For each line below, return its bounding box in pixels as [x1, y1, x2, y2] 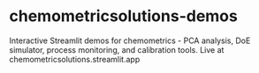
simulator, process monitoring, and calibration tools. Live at [9, 44, 225, 55]
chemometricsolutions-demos [9, 6, 239, 26]
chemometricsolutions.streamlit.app [9, 54, 141, 64]
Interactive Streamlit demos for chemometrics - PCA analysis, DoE [9, 35, 251, 46]
